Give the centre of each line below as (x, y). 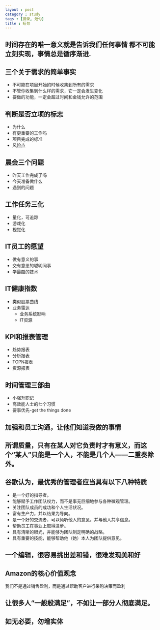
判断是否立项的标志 (34, 114)
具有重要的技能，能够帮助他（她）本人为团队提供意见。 (68, 538)
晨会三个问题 (25, 162)
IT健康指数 (21, 289)
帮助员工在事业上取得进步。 (40, 526)
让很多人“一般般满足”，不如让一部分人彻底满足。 (80, 603)
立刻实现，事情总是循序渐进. (48, 54)
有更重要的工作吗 (29, 133)
